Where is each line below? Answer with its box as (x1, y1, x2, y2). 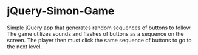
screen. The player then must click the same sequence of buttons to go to (7, 36, 192, 44)
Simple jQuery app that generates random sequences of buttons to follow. (7, 24, 192, 31)
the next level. (7, 43, 42, 50)
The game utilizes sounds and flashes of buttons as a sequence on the (7, 30, 184, 37)
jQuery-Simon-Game (7, 4, 115, 18)
